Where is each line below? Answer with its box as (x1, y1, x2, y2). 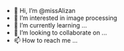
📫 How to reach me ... (13, 37, 78, 44)
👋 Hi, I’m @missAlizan (13, 7, 76, 14)
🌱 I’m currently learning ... (13, 21, 87, 29)
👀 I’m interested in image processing (13, 14, 118, 22)
